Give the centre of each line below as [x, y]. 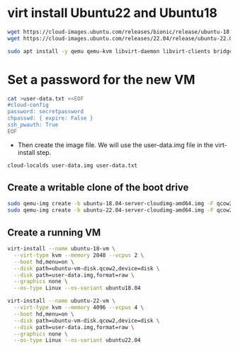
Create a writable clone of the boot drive [98, 188]
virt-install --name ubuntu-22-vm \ [61, 301]
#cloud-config [28, 105]
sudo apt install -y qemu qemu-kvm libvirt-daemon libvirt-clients [109, 51]
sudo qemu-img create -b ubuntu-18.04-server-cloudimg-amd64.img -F [110, 204]
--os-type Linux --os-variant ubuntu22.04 [77, 340]
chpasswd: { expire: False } [50, 118]
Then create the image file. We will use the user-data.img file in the [115, 145]
